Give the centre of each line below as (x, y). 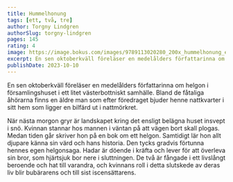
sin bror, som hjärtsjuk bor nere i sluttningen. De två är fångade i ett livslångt (116, 158)
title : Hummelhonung (37, 14)
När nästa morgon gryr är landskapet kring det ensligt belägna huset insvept (116, 121)
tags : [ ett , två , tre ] (40, 20)
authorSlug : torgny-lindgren (49, 33)
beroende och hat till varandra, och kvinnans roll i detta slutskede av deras (114, 165)
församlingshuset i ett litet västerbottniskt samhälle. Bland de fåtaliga (106, 92)
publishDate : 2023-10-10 (43, 65)
